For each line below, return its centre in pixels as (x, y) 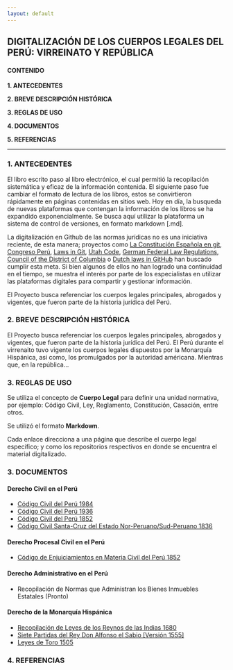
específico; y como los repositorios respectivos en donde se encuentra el (112, 447)
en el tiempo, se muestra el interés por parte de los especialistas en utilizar (114, 274)
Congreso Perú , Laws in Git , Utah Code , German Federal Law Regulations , (113, 251)
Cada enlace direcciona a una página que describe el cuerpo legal (102, 439)
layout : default (31, 14)
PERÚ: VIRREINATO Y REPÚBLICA (80, 53)
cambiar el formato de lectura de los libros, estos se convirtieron (100, 194)
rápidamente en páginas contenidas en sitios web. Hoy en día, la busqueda (114, 201)
